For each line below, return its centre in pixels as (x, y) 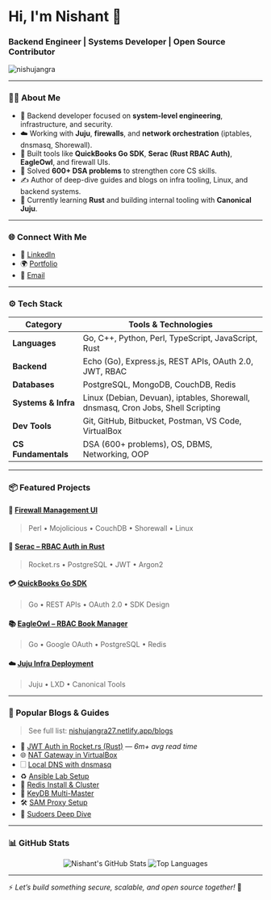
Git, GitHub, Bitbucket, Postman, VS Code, (162, 421)
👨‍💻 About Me (34, 98)
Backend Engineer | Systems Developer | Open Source (117, 42)
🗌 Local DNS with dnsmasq (66, 764)
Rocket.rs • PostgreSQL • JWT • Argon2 (96, 564)
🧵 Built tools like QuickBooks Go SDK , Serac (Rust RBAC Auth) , (126, 154)
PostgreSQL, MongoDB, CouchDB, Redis (159, 385)
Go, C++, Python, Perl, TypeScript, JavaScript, (170, 339)
